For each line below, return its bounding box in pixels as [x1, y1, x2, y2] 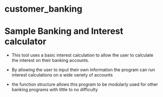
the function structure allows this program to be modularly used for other [11, 81, 159, 87]
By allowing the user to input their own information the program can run [11, 67, 155, 73]
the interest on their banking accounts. [11, 58, 90, 63]
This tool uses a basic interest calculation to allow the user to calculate [11, 52, 154, 58]
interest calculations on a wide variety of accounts [11, 72, 113, 78]
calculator [4, 36, 47, 47]
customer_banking [4, 3, 83, 15]
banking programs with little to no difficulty [11, 87, 98, 93]
